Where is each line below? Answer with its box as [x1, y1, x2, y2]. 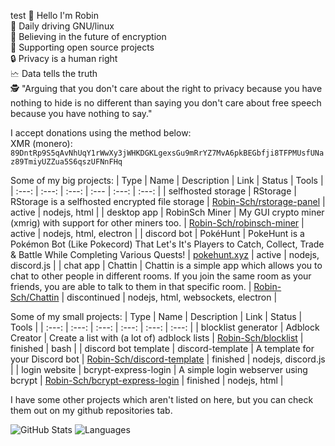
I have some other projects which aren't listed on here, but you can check [10, 394, 314, 405]
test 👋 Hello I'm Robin [10, 10, 99, 21]
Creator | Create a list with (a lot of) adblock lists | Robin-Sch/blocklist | [10, 332, 304, 344]
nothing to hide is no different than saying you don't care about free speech [10, 97, 322, 109]
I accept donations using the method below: [10, 127, 192, 139]
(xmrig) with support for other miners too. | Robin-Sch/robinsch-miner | [10, 217, 305, 229]
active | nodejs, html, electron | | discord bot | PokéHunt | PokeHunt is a [10, 228, 305, 239]
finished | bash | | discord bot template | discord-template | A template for [10, 343, 315, 354]
